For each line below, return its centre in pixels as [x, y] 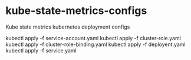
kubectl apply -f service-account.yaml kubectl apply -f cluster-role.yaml [93, 38]
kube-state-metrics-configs [76, 11]
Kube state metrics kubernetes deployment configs [68, 27]
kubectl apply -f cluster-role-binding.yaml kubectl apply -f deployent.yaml [96, 44]
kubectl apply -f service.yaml [41, 50]
